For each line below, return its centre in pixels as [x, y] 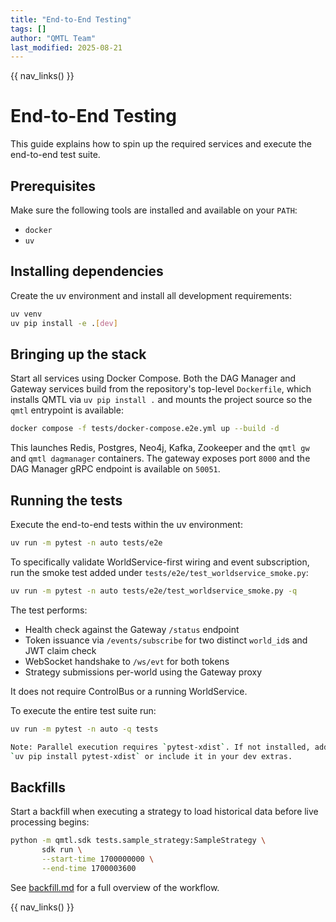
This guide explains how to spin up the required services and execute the [161, 144]
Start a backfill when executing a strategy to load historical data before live [164, 812]
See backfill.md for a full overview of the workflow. [115, 887]
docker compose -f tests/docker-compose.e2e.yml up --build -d [145, 429]
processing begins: [50, 822]
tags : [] [28, 29]
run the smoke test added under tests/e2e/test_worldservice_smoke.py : [159, 572]
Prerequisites [53, 186]
